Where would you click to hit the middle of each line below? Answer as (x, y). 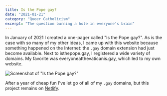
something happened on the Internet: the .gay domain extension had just (80, 48)
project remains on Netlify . (32, 88)
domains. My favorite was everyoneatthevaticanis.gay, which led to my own (83, 59)
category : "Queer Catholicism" (38, 19)
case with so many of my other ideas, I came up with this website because (82, 43)
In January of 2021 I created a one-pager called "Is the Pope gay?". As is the (84, 38)
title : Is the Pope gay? (31, 10)
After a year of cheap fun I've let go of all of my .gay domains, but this (77, 83)
